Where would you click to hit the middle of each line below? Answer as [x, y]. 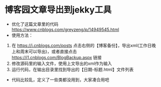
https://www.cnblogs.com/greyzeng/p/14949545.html [65, 29]
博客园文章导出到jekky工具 [58, 10]
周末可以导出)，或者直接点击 [48, 51]
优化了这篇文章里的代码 [35, 24]
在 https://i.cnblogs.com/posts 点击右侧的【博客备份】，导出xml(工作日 [81, 45]
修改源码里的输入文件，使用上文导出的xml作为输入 [62, 63]
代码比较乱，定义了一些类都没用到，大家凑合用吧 [60, 79]
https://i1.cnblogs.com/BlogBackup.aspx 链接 [57, 57]
